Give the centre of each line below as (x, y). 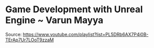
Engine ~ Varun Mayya (54, 20)
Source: (14, 34)
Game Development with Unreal (74, 9)
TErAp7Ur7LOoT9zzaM (30, 40)
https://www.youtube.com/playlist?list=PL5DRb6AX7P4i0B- (86, 34)
